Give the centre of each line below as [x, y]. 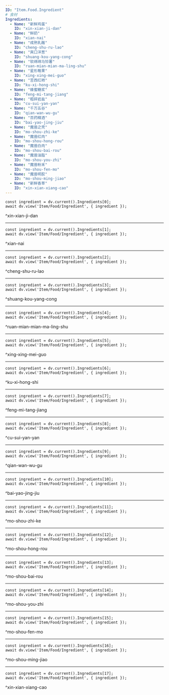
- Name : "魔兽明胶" [29, 174]
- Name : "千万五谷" [29, 108]
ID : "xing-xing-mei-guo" [40, 76]
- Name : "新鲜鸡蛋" [29, 24]
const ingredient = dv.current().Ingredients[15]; [59, 618]
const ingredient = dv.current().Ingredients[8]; [58, 424]
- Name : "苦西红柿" [29, 80]
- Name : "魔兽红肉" [29, 137]
